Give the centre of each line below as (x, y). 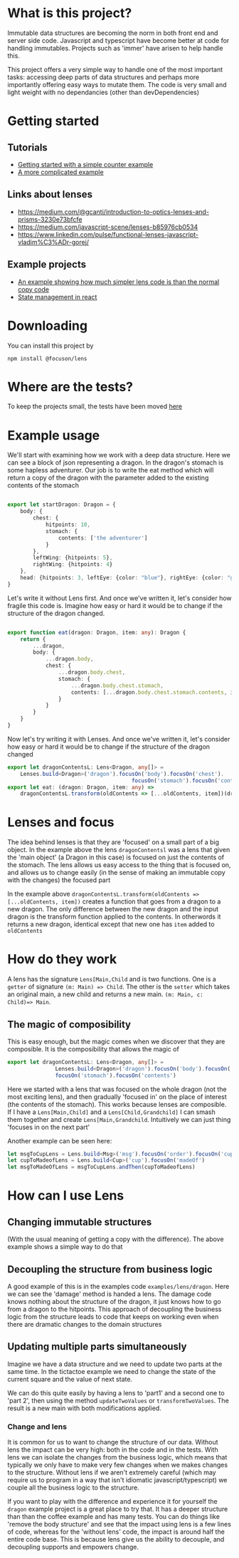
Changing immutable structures (80, 1222)
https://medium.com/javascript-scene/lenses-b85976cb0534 (108, 227)
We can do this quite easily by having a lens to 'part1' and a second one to (116, 1392)
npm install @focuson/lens (47, 358)
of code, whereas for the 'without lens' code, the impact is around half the (116, 1532)
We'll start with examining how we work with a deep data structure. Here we (119, 455)
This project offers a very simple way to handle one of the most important (115, 69)
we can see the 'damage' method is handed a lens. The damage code (110, 1294)
